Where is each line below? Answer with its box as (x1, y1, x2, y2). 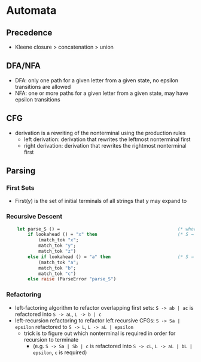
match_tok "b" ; (38, 265, 77, 271)
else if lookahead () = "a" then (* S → (28, 253, 194, 260)
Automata (6, 4, 57, 17)
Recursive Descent (6, 213, 63, 221)
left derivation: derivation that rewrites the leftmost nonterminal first (23, 136, 191, 143)
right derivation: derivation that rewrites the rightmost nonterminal (23, 142, 187, 149)
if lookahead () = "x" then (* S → (28, 232, 194, 238)
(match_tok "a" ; (38, 259, 79, 265)
